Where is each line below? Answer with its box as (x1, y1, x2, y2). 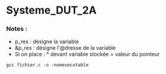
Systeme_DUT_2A (6, 4, 97, 17)
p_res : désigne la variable (14, 38, 79, 45)
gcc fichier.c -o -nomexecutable (6, 62, 89, 68)
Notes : (6, 25, 28, 33)
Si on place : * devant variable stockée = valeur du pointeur (14, 51, 160, 58)
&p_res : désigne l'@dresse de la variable (14, 44, 116, 52)
